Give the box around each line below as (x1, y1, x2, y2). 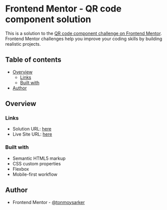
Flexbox (12, 166, 29, 172)
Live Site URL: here (12, 131, 52, 137)
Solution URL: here (12, 126, 52, 132)
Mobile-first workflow (12, 171, 58, 177)
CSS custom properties (12, 160, 61, 166)
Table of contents (5, 56, 61, 64)
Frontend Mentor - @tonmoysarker (12, 199, 85, 205)
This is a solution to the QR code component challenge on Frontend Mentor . (5, 30, 162, 36)
